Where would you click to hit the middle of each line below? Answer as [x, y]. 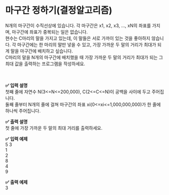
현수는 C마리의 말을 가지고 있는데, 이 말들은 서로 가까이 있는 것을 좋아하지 [78, 38]
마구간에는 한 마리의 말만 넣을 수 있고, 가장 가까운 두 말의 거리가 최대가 [87, 44]
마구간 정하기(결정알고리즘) [59, 10]
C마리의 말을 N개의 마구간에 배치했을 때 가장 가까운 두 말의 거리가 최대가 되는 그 [84, 57]
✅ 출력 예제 [16, 182]
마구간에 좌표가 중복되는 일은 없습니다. [50, 32]
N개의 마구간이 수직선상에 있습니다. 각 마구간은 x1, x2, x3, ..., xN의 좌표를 [78, 25]
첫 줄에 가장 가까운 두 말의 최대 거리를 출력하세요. [54, 128]
